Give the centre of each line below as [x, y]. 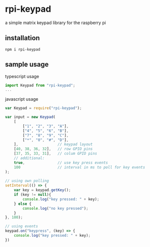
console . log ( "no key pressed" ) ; [56, 208]
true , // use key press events [61, 163]
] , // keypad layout [53, 144]
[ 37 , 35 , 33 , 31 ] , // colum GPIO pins [55, 154]
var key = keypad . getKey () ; [42, 190]
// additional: [29, 158]
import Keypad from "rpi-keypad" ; [40, 85]
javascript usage [22, 99]
